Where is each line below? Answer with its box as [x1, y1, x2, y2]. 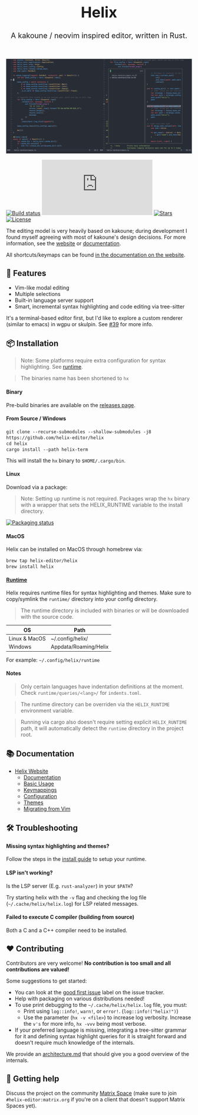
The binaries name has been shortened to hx [20, 375, 129, 382]
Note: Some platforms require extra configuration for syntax [20, 357, 166, 364]
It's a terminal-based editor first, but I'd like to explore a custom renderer [6, 314, 183, 321]
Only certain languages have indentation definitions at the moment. [20, 683, 184, 690]
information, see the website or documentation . [6, 239, 121, 247]
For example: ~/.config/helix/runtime [6, 656, 100, 664]
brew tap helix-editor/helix [6, 558, 78, 564]
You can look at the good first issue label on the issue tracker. [14, 989, 165, 996]
